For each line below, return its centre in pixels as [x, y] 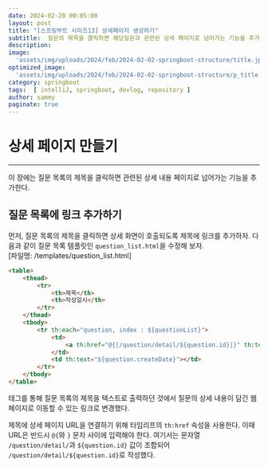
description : [30, 45]
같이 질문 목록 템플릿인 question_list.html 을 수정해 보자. [114, 245]
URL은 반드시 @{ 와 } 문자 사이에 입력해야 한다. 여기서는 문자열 [104, 434]
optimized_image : [37, 68]
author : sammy [32, 97]
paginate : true [33, 104]
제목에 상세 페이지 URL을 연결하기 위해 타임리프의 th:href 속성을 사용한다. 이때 [132, 425]
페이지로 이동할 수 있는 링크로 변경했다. [69, 408]
